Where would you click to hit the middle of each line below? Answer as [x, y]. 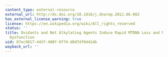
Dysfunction [22, 38]
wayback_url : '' [22, 47]
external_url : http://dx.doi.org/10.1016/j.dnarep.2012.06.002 [72, 14]
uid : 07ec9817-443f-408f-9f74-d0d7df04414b [51, 42]
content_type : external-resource [40, 10]
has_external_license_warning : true [43, 19]
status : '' [16, 28]
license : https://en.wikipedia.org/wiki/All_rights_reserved [70, 24]
